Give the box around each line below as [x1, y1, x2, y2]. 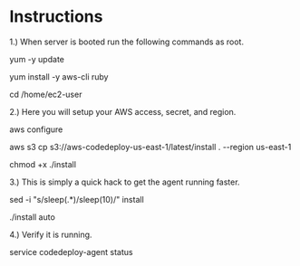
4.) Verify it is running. [9, 229, 92, 240]
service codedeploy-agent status [9, 246, 133, 257]
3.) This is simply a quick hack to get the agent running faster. [9, 176, 240, 187]
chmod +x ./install [9, 158, 77, 169]
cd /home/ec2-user [9, 89, 82, 100]
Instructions [9, 6, 103, 27]
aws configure [9, 124, 63, 135]
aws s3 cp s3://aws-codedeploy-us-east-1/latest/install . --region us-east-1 [9, 141, 292, 152]
